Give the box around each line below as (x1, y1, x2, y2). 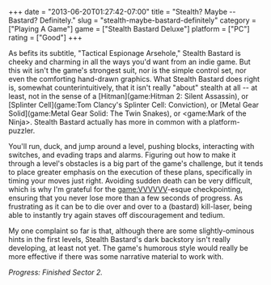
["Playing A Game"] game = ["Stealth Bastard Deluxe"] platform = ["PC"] (8, 24, 250, 33)
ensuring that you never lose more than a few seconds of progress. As (8, 194, 243, 202)
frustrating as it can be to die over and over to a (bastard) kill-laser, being (8, 202, 252, 211)
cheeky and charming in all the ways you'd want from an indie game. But (8, 57, 251, 66)
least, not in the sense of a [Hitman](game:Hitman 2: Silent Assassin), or (8, 91, 249, 100)
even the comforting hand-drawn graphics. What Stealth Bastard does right (8, 74, 260, 83)
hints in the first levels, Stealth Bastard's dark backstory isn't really (8, 235, 231, 244)
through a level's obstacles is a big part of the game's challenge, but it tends (8, 159, 264, 168)
